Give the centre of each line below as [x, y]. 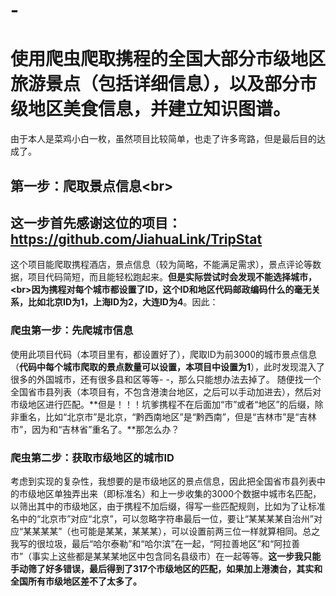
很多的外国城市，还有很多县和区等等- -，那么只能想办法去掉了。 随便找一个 [166, 379]
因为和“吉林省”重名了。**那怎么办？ [105, 429]
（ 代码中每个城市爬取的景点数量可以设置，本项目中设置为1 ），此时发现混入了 [168, 366]
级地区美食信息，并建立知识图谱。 [151, 109]
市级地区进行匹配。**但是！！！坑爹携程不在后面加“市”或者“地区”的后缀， [162, 404]
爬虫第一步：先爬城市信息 [72, 331]
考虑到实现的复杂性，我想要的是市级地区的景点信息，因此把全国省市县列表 [163, 481]
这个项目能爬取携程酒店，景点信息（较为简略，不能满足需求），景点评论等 [161, 265]
